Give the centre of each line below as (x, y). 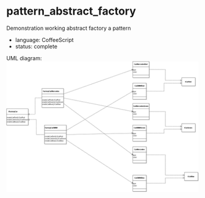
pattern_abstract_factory (71, 11)
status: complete (36, 46)
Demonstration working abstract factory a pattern (69, 28)
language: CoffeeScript (45, 40)
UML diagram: (24, 58)
